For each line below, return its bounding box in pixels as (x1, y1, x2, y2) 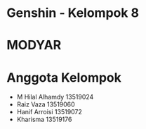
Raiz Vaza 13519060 (16, 100, 75, 109)
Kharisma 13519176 (16, 115, 72, 124)
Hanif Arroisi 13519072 (16, 108, 82, 116)
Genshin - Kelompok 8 (6, 5, 140, 21)
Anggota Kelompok (6, 69, 122, 85)
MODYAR (6, 37, 62, 54)
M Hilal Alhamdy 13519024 (16, 93, 94, 102)
